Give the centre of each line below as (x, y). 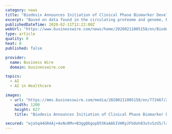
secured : (15, 124)
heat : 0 (14, 44)
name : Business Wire (32, 62)
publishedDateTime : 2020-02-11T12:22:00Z (50, 24)
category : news (21, 10)
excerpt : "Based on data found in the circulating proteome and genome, (84, 20)
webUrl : (14, 29)
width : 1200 (27, 105)
